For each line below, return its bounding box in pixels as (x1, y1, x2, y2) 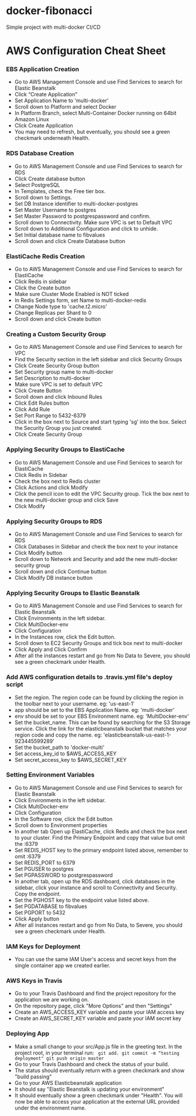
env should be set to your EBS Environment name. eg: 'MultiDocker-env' (14, 712, 189, 720)
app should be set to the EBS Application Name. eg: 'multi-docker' (14, 706, 175, 713)
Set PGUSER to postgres (14, 865, 74, 872)
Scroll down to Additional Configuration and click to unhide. (14, 225, 158, 232)
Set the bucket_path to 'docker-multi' (14, 744, 105, 751)
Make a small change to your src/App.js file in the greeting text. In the (14, 1043, 183, 1050)
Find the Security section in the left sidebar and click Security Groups (14, 356, 183, 363)
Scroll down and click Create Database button (14, 237, 126, 244)
